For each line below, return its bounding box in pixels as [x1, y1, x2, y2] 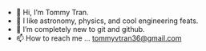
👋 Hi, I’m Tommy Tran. [15, 8, 90, 17]
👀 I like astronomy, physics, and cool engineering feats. [15, 16, 199, 25]
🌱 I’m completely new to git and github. [15, 25, 146, 33]
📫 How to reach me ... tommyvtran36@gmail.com [15, 33, 182, 43]
